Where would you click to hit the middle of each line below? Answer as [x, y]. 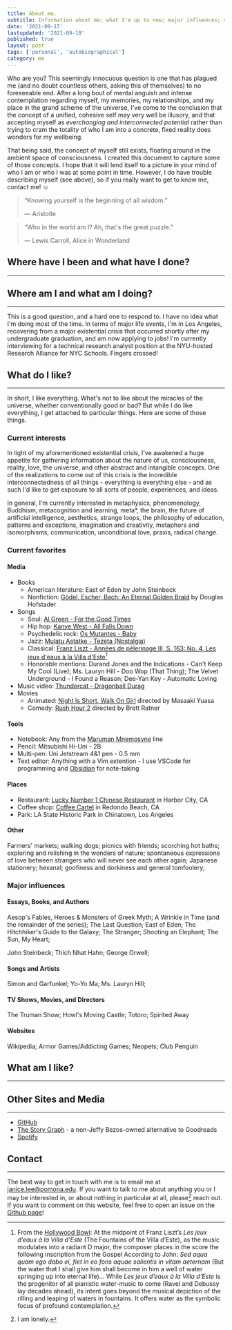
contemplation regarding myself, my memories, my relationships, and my [110, 100]
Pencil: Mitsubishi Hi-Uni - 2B [59, 746]
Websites [21, 1031]
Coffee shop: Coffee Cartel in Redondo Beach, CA [88, 807]
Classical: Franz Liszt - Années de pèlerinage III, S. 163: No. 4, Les [122, 648]
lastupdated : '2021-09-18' [46, 33]
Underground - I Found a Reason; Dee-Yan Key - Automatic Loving [122, 679]
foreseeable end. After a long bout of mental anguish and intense [100, 93]
